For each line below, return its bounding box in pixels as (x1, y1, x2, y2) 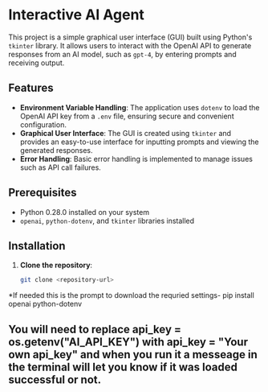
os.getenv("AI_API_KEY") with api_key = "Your (8, 335, 249, 349)
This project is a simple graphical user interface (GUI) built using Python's (8, 32, 253, 42)
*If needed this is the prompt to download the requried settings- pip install (8, 291, 254, 300)
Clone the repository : (19, 260, 93, 270)
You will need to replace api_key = (8, 322, 182, 336)
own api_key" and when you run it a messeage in (8, 348, 258, 361)
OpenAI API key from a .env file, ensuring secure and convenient (19, 111, 234, 121)
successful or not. (8, 373, 102, 386)
